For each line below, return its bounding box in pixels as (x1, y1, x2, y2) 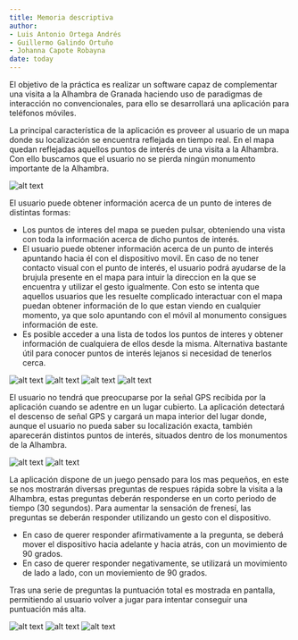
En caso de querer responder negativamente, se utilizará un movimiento (21, 558, 288, 568)
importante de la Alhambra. (9, 163, 110, 173)
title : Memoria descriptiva (9, 13, 114, 22)
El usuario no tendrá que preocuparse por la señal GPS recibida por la (9, 392, 266, 402)
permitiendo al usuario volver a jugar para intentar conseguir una (9, 594, 248, 604)
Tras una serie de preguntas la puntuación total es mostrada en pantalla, (9, 585, 276, 595)
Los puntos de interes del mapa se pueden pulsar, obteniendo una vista (21, 224, 286, 235)
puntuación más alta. (9, 604, 87, 614)
